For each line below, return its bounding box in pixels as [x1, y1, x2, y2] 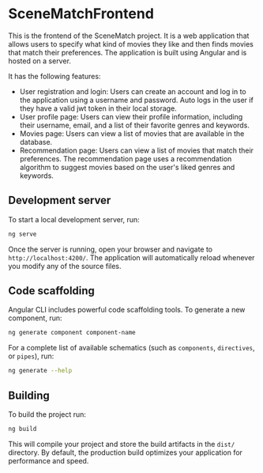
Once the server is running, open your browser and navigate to [8, 244, 213, 254]
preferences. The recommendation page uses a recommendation [19, 153, 232, 163]
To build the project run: [8, 410, 87, 419]
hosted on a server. [8, 56, 71, 66]
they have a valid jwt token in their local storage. [19, 104, 178, 113]
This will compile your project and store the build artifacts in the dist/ [8, 439, 235, 448]
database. [19, 137, 53, 146]
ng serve [8, 230, 37, 238]
